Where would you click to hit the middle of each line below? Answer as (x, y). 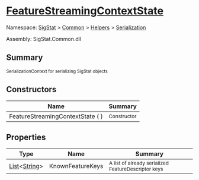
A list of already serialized (139, 163)
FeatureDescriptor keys (136, 169)
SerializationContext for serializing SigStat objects (57, 71)
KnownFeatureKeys (76, 166)
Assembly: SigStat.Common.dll (44, 39)
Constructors (31, 89)
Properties (26, 137)
